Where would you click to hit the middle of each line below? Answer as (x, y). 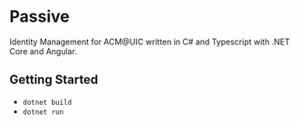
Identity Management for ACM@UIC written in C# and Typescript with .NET (149, 42)
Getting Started (54, 80)
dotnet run (43, 112)
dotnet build (47, 102)
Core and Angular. (43, 51)
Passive (39, 17)
